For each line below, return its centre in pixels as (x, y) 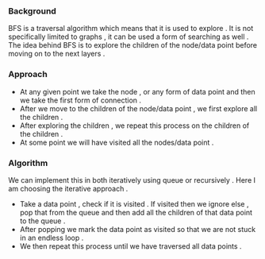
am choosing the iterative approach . (68, 188)
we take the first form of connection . (80, 100)
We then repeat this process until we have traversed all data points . (131, 246)
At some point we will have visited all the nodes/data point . (117, 142)
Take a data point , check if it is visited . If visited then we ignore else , (134, 203)
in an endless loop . (52, 238)
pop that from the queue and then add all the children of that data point (136, 212)
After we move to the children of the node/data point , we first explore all (138, 108)
